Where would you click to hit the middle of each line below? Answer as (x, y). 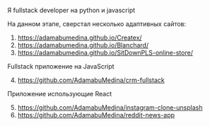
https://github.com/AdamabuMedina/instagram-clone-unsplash (110, 108)
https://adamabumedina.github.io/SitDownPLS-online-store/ (105, 53)
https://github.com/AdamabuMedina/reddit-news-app (96, 115)
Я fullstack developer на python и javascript (71, 10)
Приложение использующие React (59, 94)
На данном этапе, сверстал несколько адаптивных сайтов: (97, 24)
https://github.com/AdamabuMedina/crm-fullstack (91, 80)
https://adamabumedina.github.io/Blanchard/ (83, 45)
